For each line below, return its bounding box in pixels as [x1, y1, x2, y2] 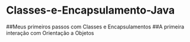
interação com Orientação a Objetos [6, 29, 94, 36]
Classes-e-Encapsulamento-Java [6, 4, 175, 17]
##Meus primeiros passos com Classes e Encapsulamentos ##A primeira [6, 23, 185, 30]
